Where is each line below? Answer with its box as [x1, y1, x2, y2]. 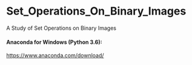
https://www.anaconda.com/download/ [6, 52, 104, 59]
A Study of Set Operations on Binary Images [6, 24, 117, 32]
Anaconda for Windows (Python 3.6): [6, 38, 102, 46]
